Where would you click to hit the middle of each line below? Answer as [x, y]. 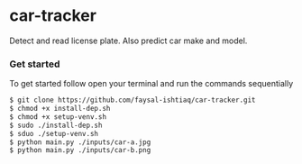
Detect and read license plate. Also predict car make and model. [128, 41]
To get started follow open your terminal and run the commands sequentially [151, 84]
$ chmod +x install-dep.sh [60, 109]
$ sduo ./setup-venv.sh [54, 133]
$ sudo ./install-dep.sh [56, 125]
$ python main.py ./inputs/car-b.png [80, 150]
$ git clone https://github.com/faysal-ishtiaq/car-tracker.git [133, 100]
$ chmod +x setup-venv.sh [58, 117]
